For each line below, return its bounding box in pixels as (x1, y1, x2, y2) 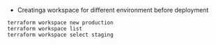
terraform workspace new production (7, 19, 114, 26)
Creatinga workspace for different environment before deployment (17, 6, 209, 14)
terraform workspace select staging (7, 31, 114, 38)
